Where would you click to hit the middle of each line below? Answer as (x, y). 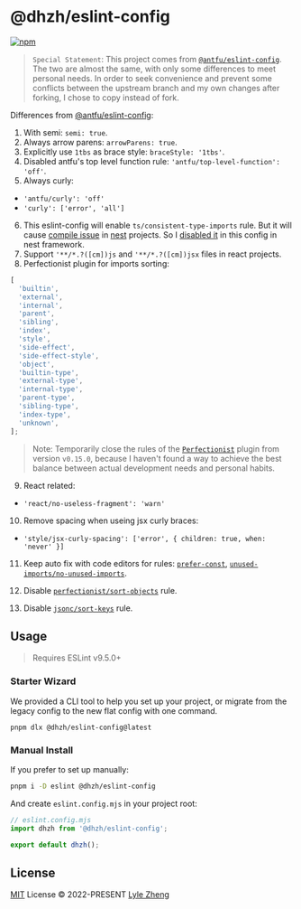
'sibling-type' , (49, 407)
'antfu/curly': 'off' (64, 199)
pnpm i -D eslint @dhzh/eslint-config (83, 786)
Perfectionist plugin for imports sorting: (96, 263)
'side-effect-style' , (59, 356)
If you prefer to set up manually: (69, 769)
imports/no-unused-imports (74, 574)
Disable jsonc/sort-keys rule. (78, 608)
